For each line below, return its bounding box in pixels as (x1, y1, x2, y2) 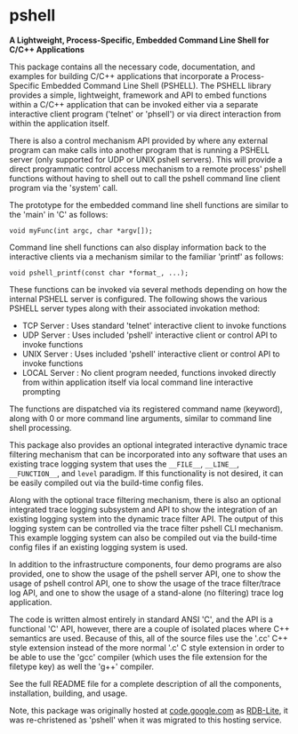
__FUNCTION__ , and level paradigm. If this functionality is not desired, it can (9, 467, 284, 478)
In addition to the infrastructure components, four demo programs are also (9, 559, 282, 570)
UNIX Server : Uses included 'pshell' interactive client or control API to (21, 348, 280, 359)
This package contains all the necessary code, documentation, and (9, 61, 255, 72)
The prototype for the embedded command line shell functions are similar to (9, 199, 289, 210)
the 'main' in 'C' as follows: (9, 209, 109, 219)
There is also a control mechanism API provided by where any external (9, 135, 269, 146)
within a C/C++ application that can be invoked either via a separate (9, 99, 259, 109)
